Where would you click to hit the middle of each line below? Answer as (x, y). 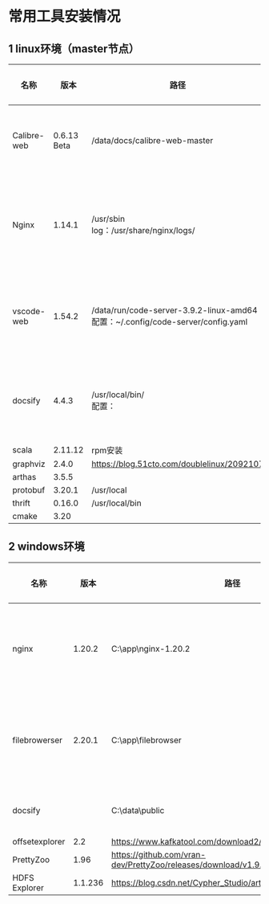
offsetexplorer (39, 841)
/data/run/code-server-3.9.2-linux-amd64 (175, 310)
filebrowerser (37, 740)
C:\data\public (138, 810)
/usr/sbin (108, 219)
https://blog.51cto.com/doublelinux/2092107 (178, 464)
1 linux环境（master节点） (74, 49)
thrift (21, 503)
